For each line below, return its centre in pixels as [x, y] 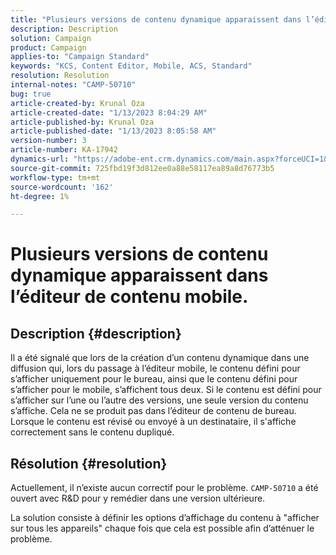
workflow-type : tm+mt [55, 177]
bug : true [31, 94]
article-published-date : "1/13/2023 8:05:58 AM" [113, 131]
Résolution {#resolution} [89, 463]
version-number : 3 [48, 141]
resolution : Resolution [60, 76]
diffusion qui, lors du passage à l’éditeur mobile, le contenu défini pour [155, 368]
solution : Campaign [51, 38]
